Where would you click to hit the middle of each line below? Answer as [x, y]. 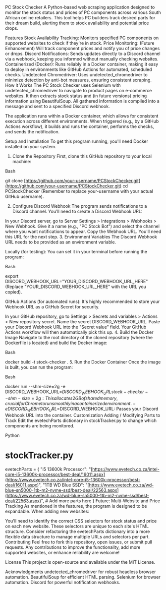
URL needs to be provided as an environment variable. [61, 242]
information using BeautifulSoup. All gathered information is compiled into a [82, 101]
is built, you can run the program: [39, 367]
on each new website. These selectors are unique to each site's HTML [77, 526]
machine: [22, 161]
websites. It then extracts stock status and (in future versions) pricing [76, 96]
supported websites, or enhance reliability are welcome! [62, 552]
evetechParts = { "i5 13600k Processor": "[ [49, 469]
